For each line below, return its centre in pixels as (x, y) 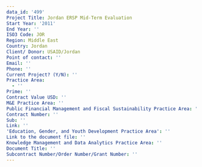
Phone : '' (19, 69)
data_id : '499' (26, 12)
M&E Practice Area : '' (35, 103)
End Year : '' (23, 29)
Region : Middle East (33, 40)
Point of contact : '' (34, 58)
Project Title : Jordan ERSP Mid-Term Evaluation (69, 18)
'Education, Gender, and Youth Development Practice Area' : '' (88, 132)
